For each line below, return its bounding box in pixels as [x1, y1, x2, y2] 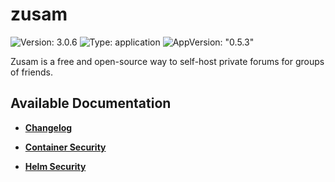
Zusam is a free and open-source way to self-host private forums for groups [10, 55, 325, 67]
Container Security [24, 141, 107, 153]
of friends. [10, 66, 53, 78]
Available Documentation [10, 95, 172, 112]
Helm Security [24, 160, 87, 172]
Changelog [24, 121, 73, 133]
